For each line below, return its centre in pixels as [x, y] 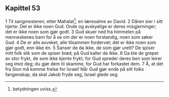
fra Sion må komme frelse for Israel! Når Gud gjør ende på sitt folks [75, 69]
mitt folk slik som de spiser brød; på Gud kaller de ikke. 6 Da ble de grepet [82, 53]
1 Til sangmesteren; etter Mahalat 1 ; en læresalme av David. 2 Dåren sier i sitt [84, 21]
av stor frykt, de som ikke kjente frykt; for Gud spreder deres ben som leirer [84, 59]
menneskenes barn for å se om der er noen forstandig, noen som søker [79, 37]
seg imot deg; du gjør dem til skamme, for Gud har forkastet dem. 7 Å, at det [84, 64]
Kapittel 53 [23, 8]
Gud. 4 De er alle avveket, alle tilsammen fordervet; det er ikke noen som [81, 43]
